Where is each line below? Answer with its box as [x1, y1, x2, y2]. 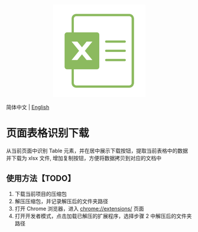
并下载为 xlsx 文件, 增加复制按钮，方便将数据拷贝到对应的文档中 [6, 154, 161, 161]
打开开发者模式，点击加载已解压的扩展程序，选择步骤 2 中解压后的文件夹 [14, 212, 192, 220]
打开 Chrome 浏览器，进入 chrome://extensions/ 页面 [14, 205, 144, 212]
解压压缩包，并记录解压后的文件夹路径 [14, 197, 108, 205]
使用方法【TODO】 [6, 174, 76, 184]
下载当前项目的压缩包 [14, 190, 67, 197]
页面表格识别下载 [6, 126, 90, 140]
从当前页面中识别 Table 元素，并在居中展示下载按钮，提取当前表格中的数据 [6, 147, 188, 154]
